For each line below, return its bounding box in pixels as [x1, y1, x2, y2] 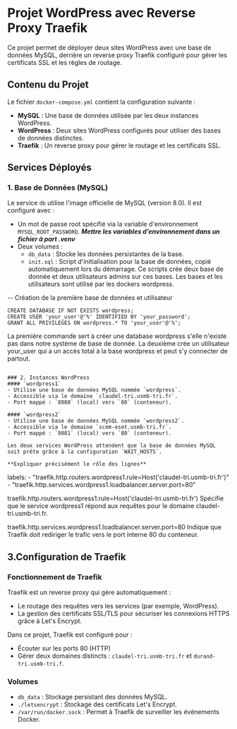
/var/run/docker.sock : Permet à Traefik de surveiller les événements [17, 708, 220, 716]
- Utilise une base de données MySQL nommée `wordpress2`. [7, 418, 185, 425]
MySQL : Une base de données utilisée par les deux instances [17, 111, 199, 119]
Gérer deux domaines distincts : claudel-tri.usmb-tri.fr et [17, 651, 193, 661]
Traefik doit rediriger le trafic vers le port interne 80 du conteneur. [7, 531, 199, 539]
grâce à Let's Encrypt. [17, 617, 83, 625]
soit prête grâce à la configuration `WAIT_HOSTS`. [7, 448, 162, 456]
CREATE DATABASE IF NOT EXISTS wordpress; [7, 307, 134, 315]
